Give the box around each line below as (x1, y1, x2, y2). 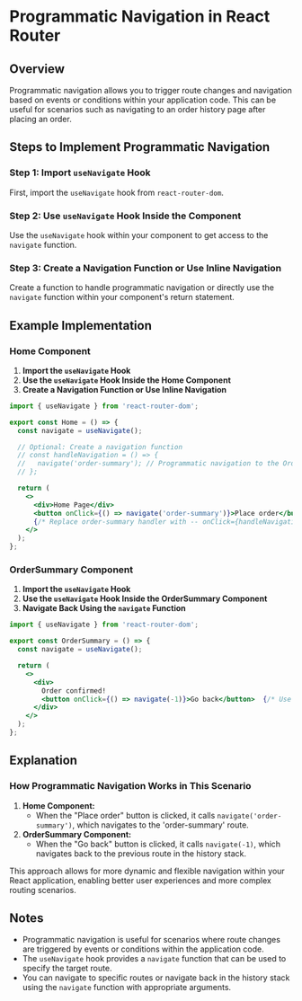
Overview (9, 61, 66, 76)
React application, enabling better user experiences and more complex (9, 874, 271, 886)
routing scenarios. (9, 884, 76, 895)
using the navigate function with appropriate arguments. (22, 982, 232, 993)
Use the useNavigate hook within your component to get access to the (9, 229, 269, 240)
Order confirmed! (41, 686, 106, 695)
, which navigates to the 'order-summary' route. (72, 819, 249, 830)
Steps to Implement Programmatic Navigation (9, 139, 271, 155)
